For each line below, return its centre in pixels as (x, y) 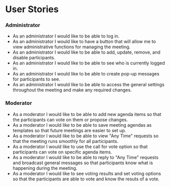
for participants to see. (36, 79)
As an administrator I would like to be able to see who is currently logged (89, 63)
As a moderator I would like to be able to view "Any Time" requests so (86, 136)
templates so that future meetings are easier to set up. (69, 130)
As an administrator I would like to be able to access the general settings (89, 85)
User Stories (32, 9)
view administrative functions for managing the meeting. (72, 47)
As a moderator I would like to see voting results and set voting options (87, 173)
